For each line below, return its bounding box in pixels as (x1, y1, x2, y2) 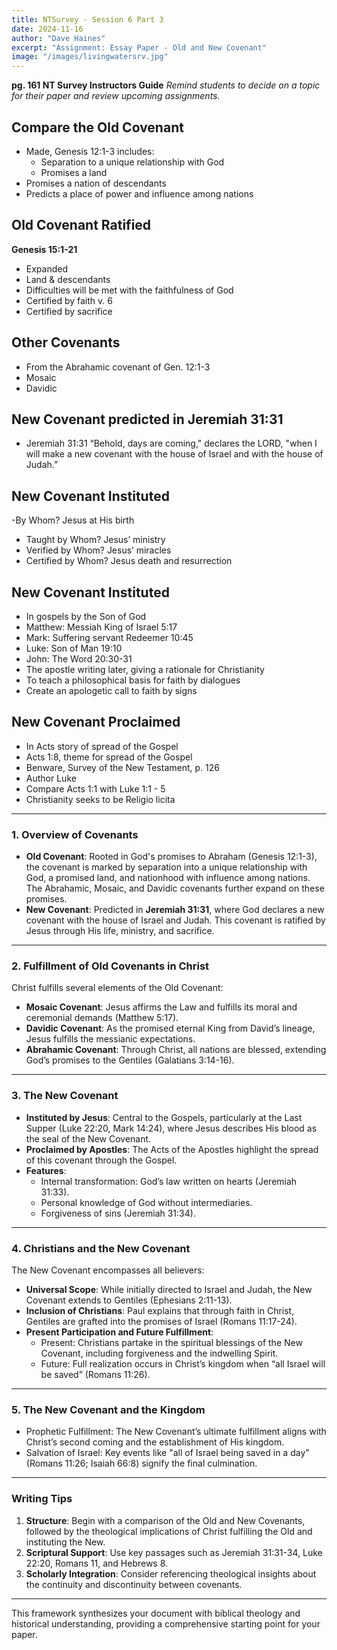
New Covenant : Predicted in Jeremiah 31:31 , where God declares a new (25, 904, 325, 916)
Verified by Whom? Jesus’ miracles (25, 544, 172, 556)
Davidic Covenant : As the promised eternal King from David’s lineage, (25, 1022, 316, 1035)
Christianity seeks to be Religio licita (25, 793, 176, 805)
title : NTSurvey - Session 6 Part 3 (11, 14, 164, 25)
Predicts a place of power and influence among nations (25, 187, 254, 200)
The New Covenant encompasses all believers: (11, 1264, 205, 1276)
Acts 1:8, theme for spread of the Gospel (25, 751, 193, 763)
